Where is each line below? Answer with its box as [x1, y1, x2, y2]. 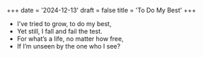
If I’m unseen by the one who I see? [16, 42, 121, 50]
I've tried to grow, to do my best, [16, 20, 112, 27]
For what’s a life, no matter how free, [16, 34, 124, 43]
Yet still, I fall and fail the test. [16, 27, 103, 35]
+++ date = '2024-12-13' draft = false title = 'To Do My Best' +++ [6, 6, 197, 14]
